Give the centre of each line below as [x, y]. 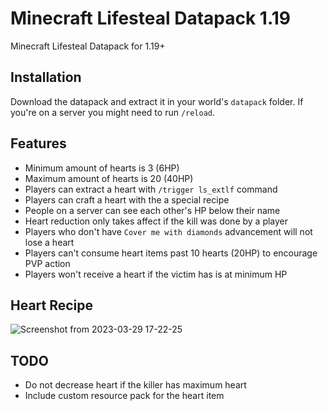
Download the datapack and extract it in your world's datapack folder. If [157, 101]
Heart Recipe [52, 305]
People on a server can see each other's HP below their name [152, 210]
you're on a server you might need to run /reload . [113, 112]
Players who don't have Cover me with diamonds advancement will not [168, 231]
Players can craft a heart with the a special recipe [127, 199]
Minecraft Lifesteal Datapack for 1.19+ [88, 46]
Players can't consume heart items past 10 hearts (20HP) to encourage [171, 253]
